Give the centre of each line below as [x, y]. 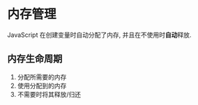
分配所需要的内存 [42, 76]
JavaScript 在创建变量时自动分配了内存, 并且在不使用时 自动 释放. [99, 35]
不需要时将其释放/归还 [49, 94]
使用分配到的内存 [42, 86]
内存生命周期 [35, 59]
